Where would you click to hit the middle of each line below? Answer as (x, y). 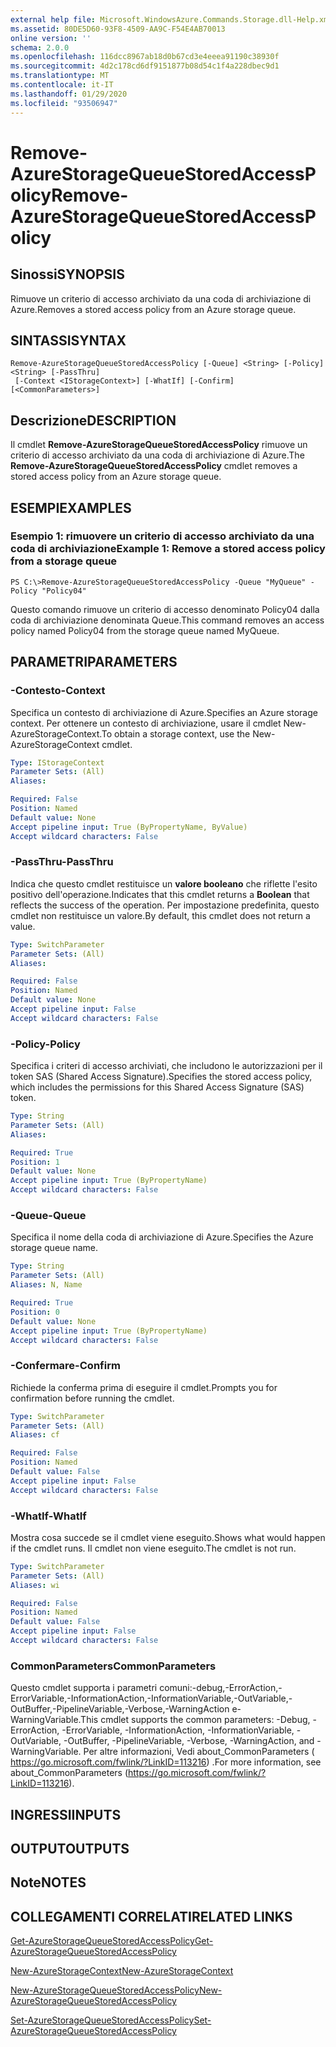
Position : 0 (35, 1312)
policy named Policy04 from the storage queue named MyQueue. (145, 630)
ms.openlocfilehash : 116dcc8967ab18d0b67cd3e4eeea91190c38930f (145, 57)
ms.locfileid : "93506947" (64, 103)
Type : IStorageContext (57, 762)
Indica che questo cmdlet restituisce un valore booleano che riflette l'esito (164, 883)
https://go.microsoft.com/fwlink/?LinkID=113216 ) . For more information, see (166, 1762)
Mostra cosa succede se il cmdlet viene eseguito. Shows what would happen (168, 1537)
